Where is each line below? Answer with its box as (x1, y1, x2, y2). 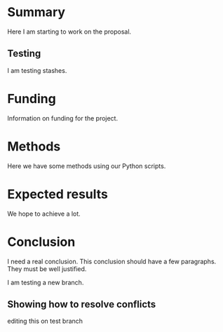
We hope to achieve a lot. (7, 209, 81, 218)
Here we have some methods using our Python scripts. (7, 162, 166, 170)
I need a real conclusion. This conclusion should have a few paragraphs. (7, 257, 217, 265)
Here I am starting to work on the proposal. (7, 27, 132, 36)
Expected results (7, 186, 109, 202)
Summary (7, 4, 65, 20)
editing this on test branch (7, 317, 83, 326)
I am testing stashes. (7, 66, 67, 74)
